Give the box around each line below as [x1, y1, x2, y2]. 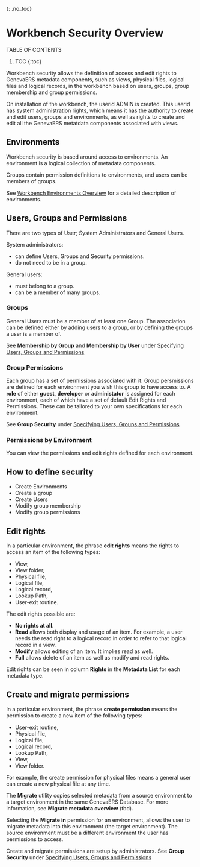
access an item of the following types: [6, 549, 101, 556]
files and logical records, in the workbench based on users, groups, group [6, 82, 190, 89]
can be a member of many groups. [14, 289, 101, 296]
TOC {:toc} [14, 57, 42, 65]
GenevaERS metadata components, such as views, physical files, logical [6, 75, 185, 83]
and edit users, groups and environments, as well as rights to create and [6, 113, 185, 120]
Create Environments [14, 483, 67, 490]
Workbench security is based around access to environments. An [6, 153, 168, 160]
